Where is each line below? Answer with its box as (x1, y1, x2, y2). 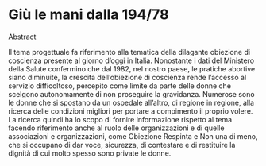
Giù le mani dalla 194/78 (8, 6, 169, 24)
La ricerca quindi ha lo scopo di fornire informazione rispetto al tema (8, 114, 233, 124)
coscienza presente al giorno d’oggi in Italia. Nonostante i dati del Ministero (8, 56, 255, 65)
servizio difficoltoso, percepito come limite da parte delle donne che (8, 81, 232, 91)
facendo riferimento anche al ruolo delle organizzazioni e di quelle (8, 123, 225, 133)
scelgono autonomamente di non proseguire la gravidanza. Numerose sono (8, 89, 256, 98)
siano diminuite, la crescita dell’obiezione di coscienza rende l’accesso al (8, 72, 247, 82)
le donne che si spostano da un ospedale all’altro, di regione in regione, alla (8, 98, 255, 107)
